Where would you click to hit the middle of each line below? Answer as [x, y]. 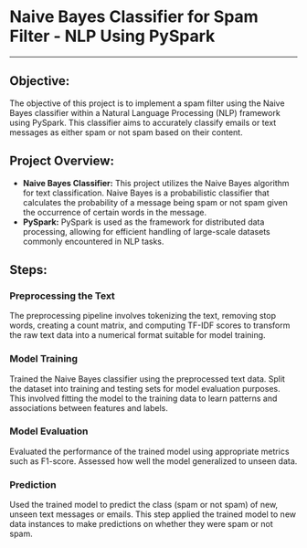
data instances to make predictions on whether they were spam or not [142, 524]
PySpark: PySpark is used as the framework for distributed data [143, 222]
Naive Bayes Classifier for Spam [134, 17]
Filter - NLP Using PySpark [112, 36]
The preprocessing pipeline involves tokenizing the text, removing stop [143, 316]
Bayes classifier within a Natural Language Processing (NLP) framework [145, 112]
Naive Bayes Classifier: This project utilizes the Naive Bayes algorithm [156, 183]
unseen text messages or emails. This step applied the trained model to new [153, 514]
